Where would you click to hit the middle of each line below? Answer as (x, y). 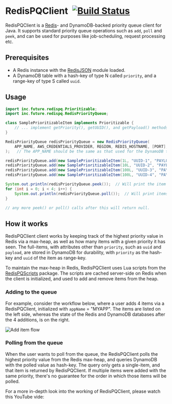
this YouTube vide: (25, 397)
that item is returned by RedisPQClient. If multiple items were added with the (86, 370)
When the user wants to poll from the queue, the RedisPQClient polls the (82, 354)
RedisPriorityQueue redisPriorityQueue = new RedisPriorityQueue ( (78, 142)
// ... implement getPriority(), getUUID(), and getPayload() (82, 128)
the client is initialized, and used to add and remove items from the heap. (82, 279)
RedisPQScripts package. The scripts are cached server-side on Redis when (86, 273)
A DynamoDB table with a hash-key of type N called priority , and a (84, 75)
